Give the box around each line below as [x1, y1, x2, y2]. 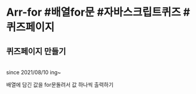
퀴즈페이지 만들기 [6, 46, 66, 56]
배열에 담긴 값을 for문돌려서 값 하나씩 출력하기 [6, 81, 114, 88]
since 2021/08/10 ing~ [6, 69, 62, 75]
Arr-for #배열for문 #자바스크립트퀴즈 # [6, 5, 190, 19]
